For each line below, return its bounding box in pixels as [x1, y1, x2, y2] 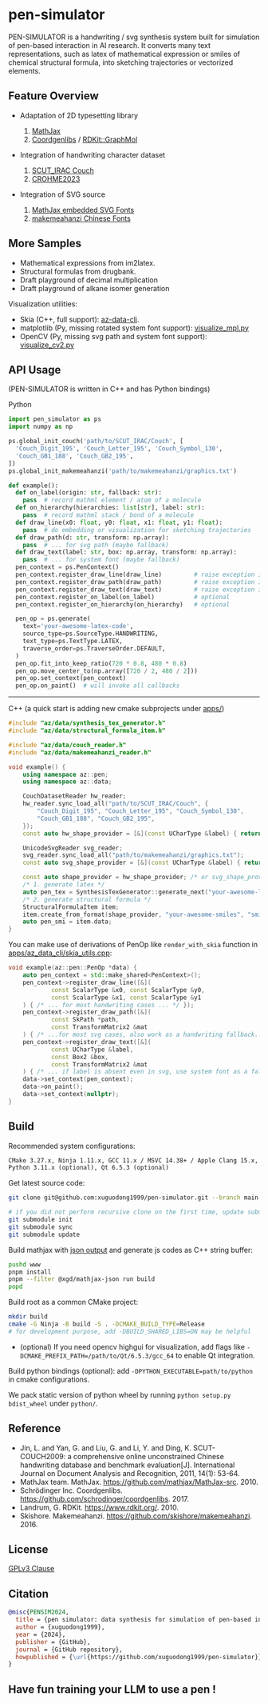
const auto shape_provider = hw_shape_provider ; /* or [22, 874, 209, 882]
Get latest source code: [8, 1178, 85, 1188]
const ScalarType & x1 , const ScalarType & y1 [50, 994, 202, 1002]
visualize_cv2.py [19, 340, 74, 350]
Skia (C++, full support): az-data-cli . [19, 314, 140, 324]
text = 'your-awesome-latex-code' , [22, 622, 134, 630]
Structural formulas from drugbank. [19, 266, 137, 276]
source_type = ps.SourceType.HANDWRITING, [22, 630, 159, 638]
